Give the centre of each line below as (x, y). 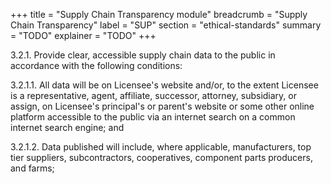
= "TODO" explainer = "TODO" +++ (83, 35)
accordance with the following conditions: (96, 65)
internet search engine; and (67, 127)
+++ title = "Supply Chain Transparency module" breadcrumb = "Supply (159, 14)
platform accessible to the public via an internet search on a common (153, 117)
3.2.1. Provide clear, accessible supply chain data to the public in (143, 55)
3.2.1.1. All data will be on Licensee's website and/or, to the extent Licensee (164, 85)
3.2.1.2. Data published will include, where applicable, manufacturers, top (161, 147)
